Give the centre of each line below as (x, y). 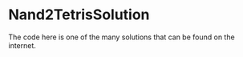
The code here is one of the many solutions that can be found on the (121, 37)
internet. (22, 45)
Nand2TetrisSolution (79, 15)
